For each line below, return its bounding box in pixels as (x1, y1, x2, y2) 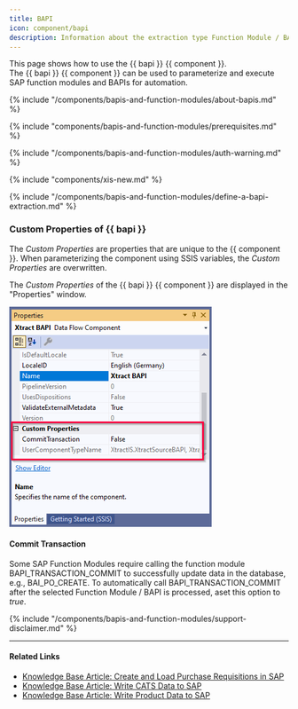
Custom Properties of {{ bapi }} (9, 223, 146, 235)
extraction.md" (9, 201, 64, 212)
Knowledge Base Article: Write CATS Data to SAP (21, 681, 202, 691)
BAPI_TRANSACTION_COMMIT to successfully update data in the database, (9, 568, 286, 579)
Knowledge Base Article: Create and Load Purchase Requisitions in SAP (21, 671, 285, 682)
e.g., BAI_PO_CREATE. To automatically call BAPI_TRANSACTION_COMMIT (9, 577, 282, 587)
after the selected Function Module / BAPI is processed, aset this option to (9, 587, 281, 597)
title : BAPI (9, 14, 53, 23)
